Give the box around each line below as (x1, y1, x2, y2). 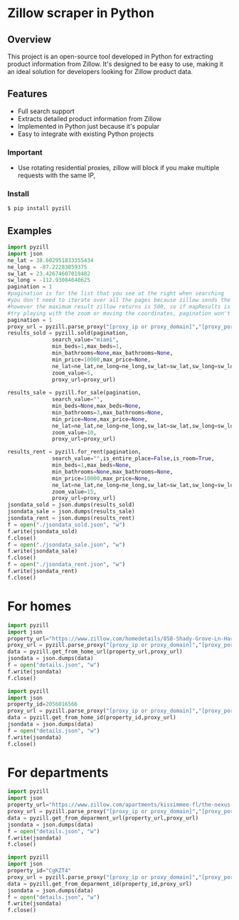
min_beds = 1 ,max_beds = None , (52, 461, 132, 469)
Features (7, 88, 48, 100)
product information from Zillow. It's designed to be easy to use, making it (7, 60, 224, 68)
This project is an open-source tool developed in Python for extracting (7, 52, 213, 61)
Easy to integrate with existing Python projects (17, 130, 154, 138)
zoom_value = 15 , (52, 488, 97, 496)
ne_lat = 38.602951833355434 (7, 256, 94, 264)
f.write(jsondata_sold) (7, 528, 78, 535)
